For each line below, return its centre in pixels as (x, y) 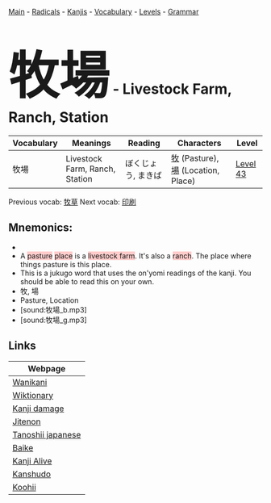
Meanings (91, 143)
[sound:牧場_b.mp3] (53, 309)
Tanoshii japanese (47, 434)
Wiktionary (33, 395)
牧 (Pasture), (195, 158)
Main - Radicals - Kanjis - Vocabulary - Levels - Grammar (104, 12)
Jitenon (27, 421)
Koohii (24, 487)
